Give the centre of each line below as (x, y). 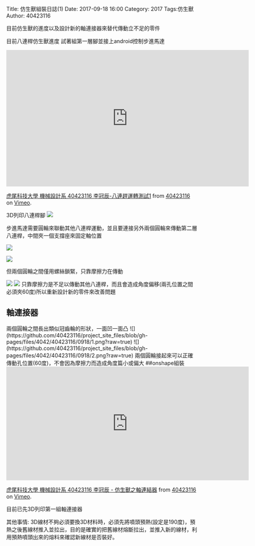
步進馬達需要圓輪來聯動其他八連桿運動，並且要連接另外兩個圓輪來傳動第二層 (102, 228)
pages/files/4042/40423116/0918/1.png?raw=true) (69, 342)
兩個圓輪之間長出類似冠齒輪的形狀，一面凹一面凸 (67, 328)
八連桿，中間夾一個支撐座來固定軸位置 (54, 236)
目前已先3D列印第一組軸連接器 (45, 509)
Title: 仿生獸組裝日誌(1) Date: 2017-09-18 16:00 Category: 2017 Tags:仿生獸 (100, 9)
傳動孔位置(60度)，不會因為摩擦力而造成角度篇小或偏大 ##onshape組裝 (95, 363)
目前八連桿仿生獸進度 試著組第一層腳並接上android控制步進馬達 (86, 41)
